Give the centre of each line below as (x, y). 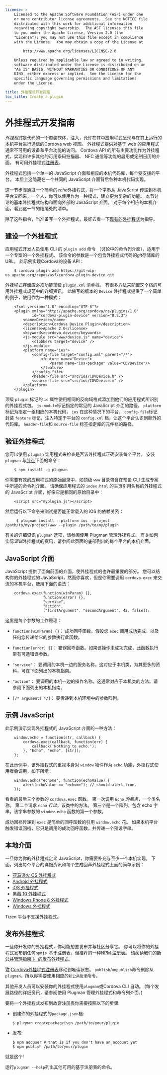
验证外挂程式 (25, 441)
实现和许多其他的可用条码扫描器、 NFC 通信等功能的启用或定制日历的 (85, 156)
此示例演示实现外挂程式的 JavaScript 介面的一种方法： (61, 728)
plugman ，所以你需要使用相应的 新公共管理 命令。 (53, 976)
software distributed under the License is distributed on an (80, 65)
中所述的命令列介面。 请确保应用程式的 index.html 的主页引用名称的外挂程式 (83, 486)
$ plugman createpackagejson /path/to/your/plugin (66, 1023)
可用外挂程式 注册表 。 (41, 163)
